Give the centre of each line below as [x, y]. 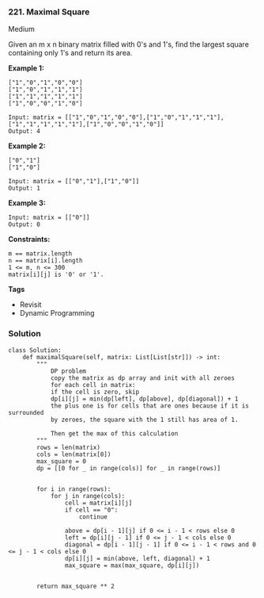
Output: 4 [25, 132]
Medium [22, 29]
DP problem [68, 371]
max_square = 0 [62, 461]
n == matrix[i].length [45, 261]
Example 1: [26, 68]
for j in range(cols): [88, 496]
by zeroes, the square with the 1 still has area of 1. [144, 420]
